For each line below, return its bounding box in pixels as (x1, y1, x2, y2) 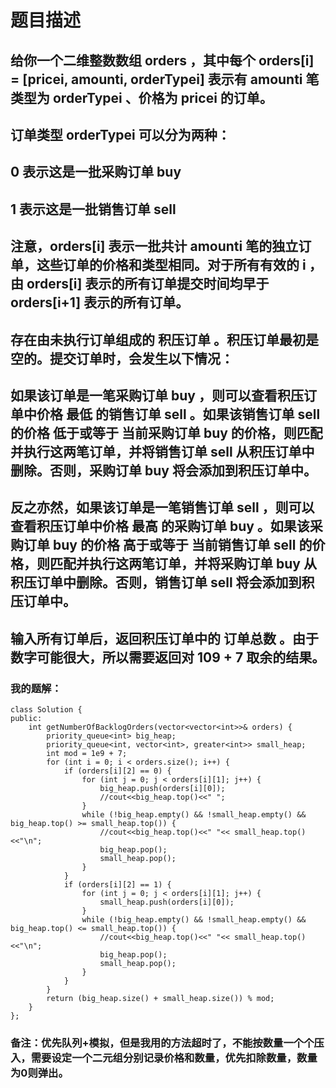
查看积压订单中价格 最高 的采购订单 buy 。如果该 (10, 518, 310, 535)
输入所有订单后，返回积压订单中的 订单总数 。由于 (10, 630, 319, 647)
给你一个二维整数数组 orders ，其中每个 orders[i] (10, 52, 315, 69)
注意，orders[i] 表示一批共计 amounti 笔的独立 (10, 238, 299, 255)
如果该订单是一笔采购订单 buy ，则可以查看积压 (10, 387, 304, 404)
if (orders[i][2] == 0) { (63, 766, 172, 776)
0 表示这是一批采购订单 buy (10, 164, 182, 181)
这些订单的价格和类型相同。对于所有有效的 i (36, 257, 307, 274)
